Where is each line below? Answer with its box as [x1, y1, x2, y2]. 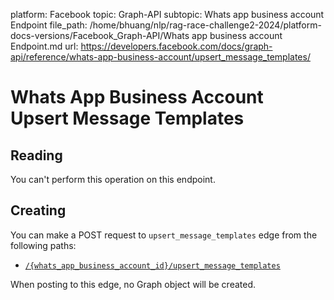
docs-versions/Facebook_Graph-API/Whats [10, 30, 190, 41]
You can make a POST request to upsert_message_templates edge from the [10, 229, 318, 241]
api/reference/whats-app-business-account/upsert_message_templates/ [10, 51, 311, 63]
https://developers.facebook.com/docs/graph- [80, 40, 273, 52]
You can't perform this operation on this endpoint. [10, 174, 216, 185]
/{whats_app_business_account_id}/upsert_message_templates [24, 260, 281, 271]
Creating [10, 202, 67, 219]
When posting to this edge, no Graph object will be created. [10, 278, 257, 290]
